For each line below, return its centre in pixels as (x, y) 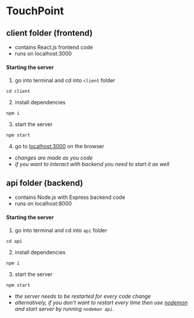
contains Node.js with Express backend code (70, 197)
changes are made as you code (54, 158)
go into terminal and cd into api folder (61, 230)
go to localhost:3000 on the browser (60, 146)
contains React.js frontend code (54, 47)
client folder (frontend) (50, 33)
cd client (18, 91)
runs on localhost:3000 (43, 54)
